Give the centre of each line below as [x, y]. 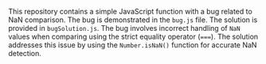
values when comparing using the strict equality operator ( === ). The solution [133, 36]
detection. [25, 53]
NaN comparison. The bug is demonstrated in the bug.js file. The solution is [133, 20]
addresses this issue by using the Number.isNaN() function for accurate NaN [133, 45]
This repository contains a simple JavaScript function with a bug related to [130, 11]
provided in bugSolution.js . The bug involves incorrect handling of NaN [124, 28]
